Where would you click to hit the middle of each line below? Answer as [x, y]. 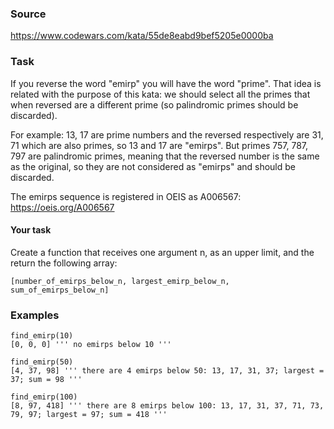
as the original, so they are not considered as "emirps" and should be [153, 166]
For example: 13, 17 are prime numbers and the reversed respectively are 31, [167, 134]
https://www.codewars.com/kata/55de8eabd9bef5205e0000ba [142, 36]
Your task [31, 230]
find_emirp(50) [42, 362]
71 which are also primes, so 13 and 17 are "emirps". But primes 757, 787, [159, 145]
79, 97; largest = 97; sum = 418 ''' [89, 415]
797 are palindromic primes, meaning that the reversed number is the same [165, 156]
